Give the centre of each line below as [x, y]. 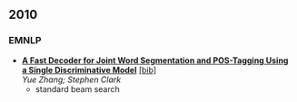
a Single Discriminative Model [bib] [89, 70]
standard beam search [77, 88]
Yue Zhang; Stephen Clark [71, 79]
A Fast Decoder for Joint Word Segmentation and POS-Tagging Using [155, 60]
